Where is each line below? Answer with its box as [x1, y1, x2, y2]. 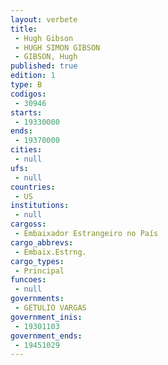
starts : [10, 107, 43, 118]
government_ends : [10, 331, 83, 341]
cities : [10, 145, 43, 155]
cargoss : [10, 219, 47, 230]
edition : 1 [10, 71, 56, 81]
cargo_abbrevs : [10, 237, 74, 248]
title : [10, 24, 38, 34]
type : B [10, 80, 43, 90]
